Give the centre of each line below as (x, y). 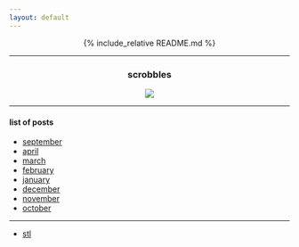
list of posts (32, 122)
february (38, 170)
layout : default (39, 17)
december (41, 189)
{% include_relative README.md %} (149, 43)
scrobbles (149, 74)
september (42, 142)
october (36, 208)
